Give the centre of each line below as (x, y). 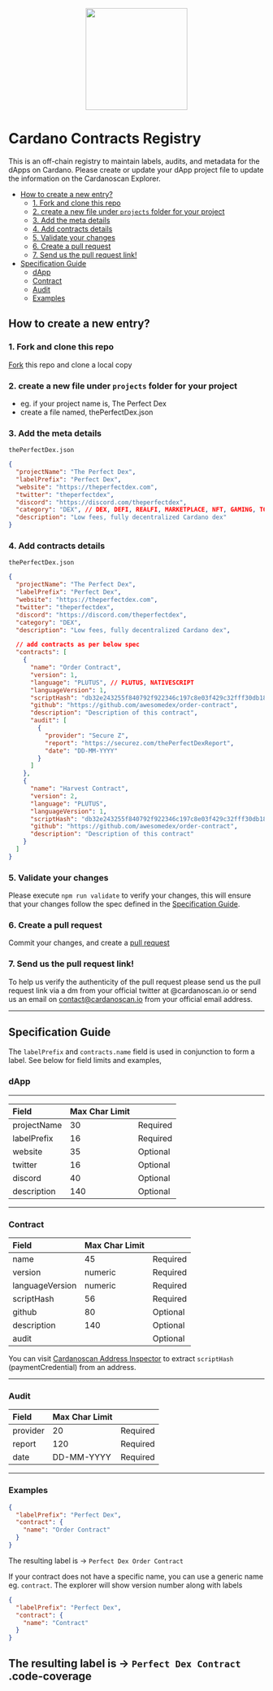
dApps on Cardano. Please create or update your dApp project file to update (136, 169)
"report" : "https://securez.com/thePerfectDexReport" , (139, 743)
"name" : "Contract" (56, 1623)
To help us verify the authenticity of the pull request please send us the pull (135, 982)
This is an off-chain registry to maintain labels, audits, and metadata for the (134, 161)
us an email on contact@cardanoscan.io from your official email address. (131, 999)
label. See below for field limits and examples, (85, 1061)
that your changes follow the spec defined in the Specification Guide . (124, 904)
